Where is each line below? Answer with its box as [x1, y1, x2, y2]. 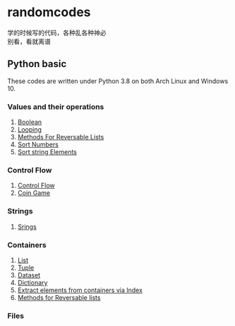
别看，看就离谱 [7, 37, 51, 46]
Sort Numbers [17, 140, 59, 149]
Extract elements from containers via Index [17, 286, 143, 294]
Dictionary [17, 278, 48, 287]
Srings [17, 222, 37, 231]
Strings [7, 206, 33, 216]
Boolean [17, 118, 42, 127]
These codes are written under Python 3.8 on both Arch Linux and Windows [7, 77, 229, 85]
